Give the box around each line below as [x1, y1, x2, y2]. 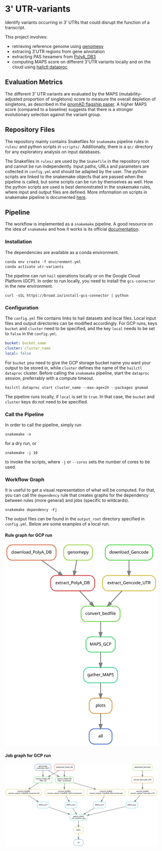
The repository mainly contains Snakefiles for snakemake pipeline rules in [5, 138, 149, 144]
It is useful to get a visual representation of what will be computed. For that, [5, 487, 156, 493]
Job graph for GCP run [5, 753, 51, 758]
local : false [5, 351, 31, 356]
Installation [5, 239, 32, 245]
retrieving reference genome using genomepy [12, 43, 104, 49]
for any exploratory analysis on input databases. [5, 149, 101, 155]
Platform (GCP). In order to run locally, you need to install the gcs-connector [5, 278, 156, 284]
